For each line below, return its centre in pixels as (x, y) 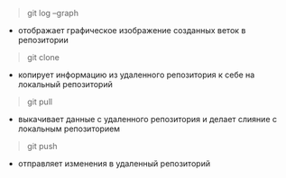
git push (42, 146)
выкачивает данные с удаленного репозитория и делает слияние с (148, 119)
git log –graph (53, 13)
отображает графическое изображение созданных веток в (132, 30)
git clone (43, 57)
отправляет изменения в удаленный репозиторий (114, 164)
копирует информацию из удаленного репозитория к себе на (136, 75)
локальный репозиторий (65, 84)
